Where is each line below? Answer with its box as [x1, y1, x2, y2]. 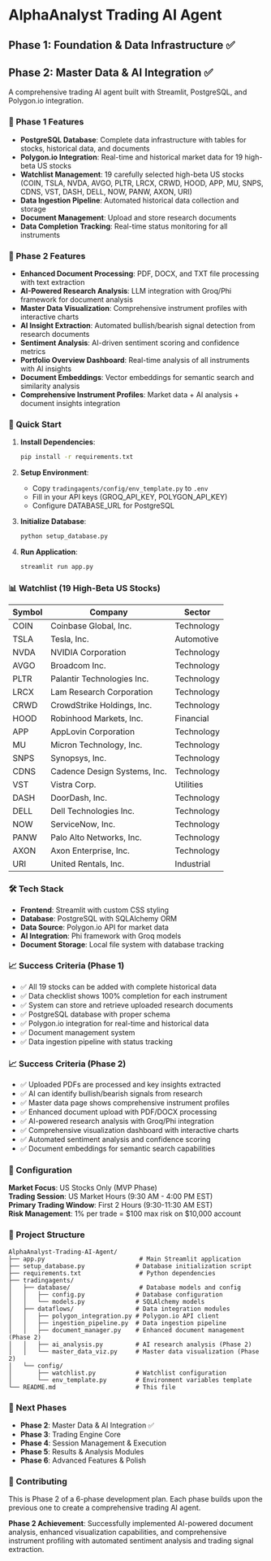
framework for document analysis [19, 295, 134, 304]
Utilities [174, 779, 204, 790]
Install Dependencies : [19, 437, 96, 447]
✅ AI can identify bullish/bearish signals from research [19, 1089, 203, 1099]
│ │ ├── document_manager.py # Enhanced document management [8, 1326, 245, 1334]
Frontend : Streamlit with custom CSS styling [19, 905, 169, 915]
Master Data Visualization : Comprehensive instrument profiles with [19, 303, 247, 313]
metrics [19, 346, 46, 356]
